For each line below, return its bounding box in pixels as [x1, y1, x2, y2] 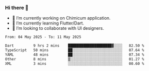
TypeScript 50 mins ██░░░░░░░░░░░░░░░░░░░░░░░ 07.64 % [5, 48, 145, 53]
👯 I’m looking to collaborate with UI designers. [12, 25, 104, 31]
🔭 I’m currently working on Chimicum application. [12, 15, 111, 21]
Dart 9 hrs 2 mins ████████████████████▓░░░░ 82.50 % [5, 43, 145, 48]
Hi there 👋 [5, 4, 29, 11]
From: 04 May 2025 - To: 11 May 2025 [5, 35, 82, 40]
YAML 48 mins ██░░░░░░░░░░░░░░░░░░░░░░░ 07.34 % [5, 52, 145, 57]
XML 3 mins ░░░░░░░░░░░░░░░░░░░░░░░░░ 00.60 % [5, 61, 145, 66]
